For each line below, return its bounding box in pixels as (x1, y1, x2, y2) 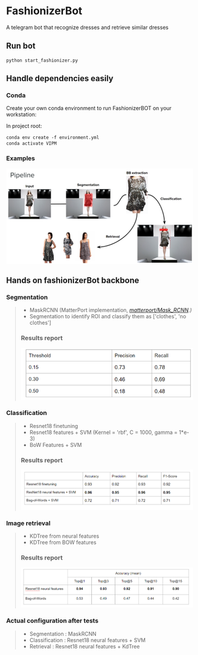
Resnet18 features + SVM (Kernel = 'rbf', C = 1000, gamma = (29, 429, 178, 436)
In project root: (6, 123, 43, 130)
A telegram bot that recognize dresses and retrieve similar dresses (6, 24, 169, 31)
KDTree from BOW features (29, 539, 97, 546)
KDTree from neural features (29, 532, 100, 540)
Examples (6, 154, 36, 162)
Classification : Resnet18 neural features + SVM (29, 636, 146, 644)
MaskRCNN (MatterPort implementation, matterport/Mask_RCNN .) (29, 306, 192, 314)
